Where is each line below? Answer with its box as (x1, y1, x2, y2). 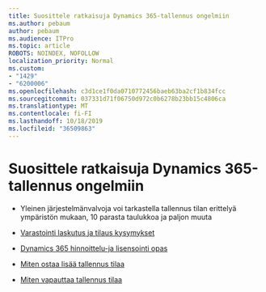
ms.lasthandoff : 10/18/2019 (8, 117, 103, 125)
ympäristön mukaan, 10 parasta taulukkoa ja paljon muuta (19, 212, 213, 222)
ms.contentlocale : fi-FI (8, 110, 92, 118)
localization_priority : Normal (8, 57, 114, 66)
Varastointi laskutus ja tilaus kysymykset (19, 227, 155, 237)
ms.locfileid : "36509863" (8, 125, 95, 133)
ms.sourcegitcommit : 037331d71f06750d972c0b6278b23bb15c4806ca (8, 95, 226, 103)
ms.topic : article (8, 42, 70, 50)
